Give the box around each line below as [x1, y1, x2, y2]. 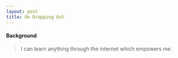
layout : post [6, 8, 38, 15]
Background [6, 32, 37, 39]
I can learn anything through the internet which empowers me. [20, 45, 172, 52]
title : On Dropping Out [6, 14, 65, 20]
